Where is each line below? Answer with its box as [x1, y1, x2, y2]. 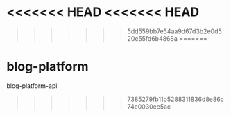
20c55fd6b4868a [127, 34, 178, 42]
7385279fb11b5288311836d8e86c [127, 95, 225, 103]
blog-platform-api [6, 81, 58, 90]
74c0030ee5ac [127, 102, 171, 111]
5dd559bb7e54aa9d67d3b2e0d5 [127, 27, 223, 35]
